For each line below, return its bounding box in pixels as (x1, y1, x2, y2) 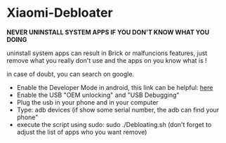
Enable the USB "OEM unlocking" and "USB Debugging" (16, 91, 180, 99)
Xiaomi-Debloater (6, 5, 113, 21)
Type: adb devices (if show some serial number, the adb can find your (16, 105, 220, 114)
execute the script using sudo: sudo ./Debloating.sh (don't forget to (16, 120, 212, 128)
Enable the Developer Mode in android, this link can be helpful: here (16, 83, 213, 91)
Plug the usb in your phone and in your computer (16, 98, 159, 106)
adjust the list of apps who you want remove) (16, 128, 147, 136)
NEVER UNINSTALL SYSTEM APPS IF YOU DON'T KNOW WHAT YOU (6, 28, 210, 36)
